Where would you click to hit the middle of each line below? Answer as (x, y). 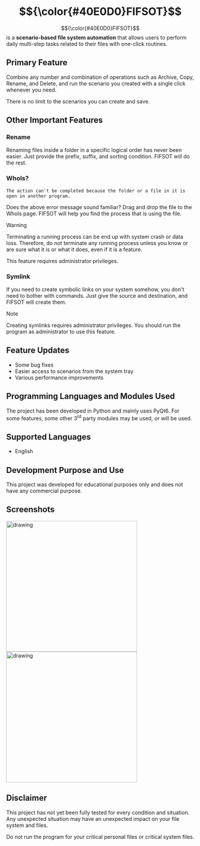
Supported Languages (49, 437)
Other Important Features (55, 120)
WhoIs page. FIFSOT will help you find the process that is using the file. (94, 213)
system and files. (27, 825)
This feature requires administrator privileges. (62, 261)
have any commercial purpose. (44, 491)
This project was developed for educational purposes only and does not (95, 484)
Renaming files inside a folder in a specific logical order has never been (94, 150)
